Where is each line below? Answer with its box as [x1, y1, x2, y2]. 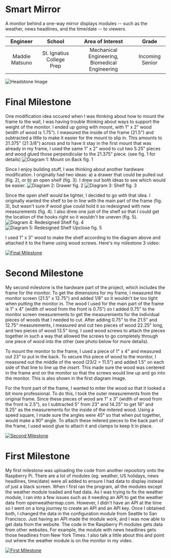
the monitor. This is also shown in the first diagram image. [5, 375, 127, 381]
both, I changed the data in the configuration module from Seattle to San [5, 510, 157, 516]
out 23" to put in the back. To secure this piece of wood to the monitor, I [5, 353, 156, 359]
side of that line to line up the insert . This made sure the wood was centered [5, 364, 165, 370]
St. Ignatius [42, 49, 69, 56]
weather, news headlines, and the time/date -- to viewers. [5, 25, 127, 32]
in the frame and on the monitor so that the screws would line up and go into [5, 369, 165, 376]
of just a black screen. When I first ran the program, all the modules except [5, 483, 162, 489]
